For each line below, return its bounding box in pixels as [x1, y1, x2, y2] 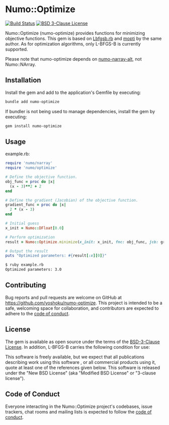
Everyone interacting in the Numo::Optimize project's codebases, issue [5, 403, 152, 409]
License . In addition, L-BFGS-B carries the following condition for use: [5, 344, 150, 350]
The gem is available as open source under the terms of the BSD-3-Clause [5, 339, 160, 345]
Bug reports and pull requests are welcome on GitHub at [5, 294, 122, 300]
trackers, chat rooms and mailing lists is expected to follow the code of [5, 408, 152, 415]
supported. [5, 46, 28, 52]
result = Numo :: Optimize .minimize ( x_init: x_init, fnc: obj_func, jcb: [5, 239, 158, 245]
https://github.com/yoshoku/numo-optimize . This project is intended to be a [5, 300, 162, 306]
